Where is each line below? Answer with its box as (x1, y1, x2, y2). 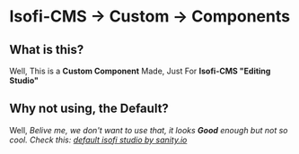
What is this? (9, 42, 84, 57)
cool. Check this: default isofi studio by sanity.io (9, 134, 188, 145)
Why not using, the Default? (9, 101, 169, 116)
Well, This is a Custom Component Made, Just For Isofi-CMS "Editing (9, 65, 271, 76)
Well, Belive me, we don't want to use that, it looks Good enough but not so (9, 124, 288, 135)
